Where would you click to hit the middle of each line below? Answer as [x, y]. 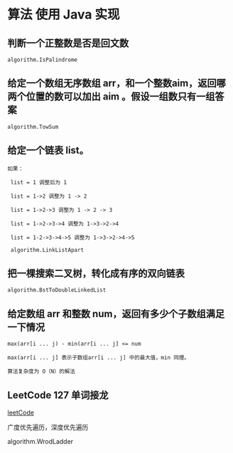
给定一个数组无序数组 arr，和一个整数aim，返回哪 [116, 84]
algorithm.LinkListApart [47, 250]
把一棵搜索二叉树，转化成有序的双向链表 [96, 273]
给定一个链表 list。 [48, 150]
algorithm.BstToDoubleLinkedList [57, 290]
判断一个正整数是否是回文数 [68, 43]
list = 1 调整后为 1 [39, 182]
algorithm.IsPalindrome [43, 60]
